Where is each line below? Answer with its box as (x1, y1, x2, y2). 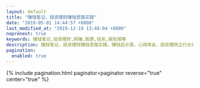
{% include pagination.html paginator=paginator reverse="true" (6, 69, 162, 76)
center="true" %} (6, 76, 49, 83)
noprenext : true (6, 31, 46, 37)
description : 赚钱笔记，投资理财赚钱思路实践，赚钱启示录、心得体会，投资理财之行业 (6, 42, 192, 48)
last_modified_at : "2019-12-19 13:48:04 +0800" (6, 25, 127, 32)
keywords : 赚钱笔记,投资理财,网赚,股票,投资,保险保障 (6, 36, 126, 42)
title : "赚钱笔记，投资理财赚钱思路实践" (6, 14, 97, 20)
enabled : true (11, 53, 46, 59)
